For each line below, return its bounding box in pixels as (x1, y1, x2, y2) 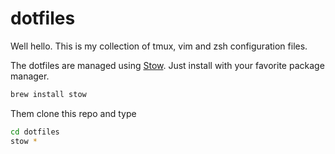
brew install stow (10, 89, 87, 99)
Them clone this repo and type (10, 107, 137, 119)
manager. (10, 70, 50, 82)
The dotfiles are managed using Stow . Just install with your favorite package (10, 59, 325, 71)
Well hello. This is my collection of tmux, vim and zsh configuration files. (10, 40, 308, 52)
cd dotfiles (10, 127, 60, 137)
